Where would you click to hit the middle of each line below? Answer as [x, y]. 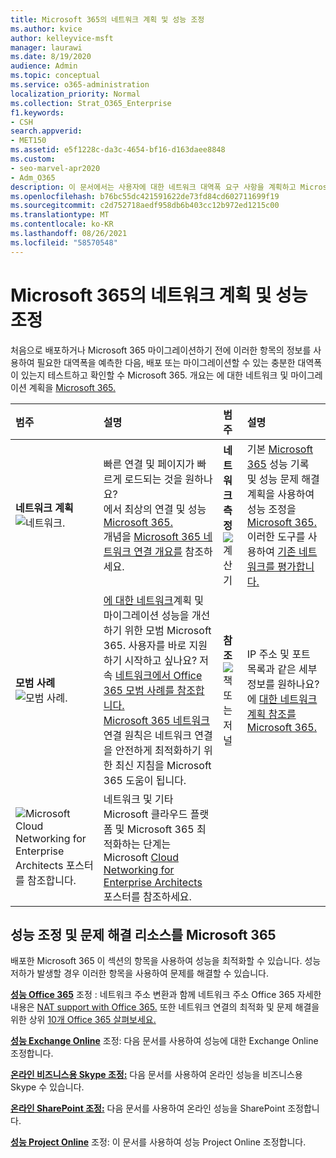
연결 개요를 [158, 551]
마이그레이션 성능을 [146, 615]
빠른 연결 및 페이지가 [149, 464]
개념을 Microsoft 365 [152, 536]
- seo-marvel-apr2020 [55, 168]
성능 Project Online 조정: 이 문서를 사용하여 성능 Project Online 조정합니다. [158, 1142]
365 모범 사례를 [139, 690]
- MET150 [28, 141]
